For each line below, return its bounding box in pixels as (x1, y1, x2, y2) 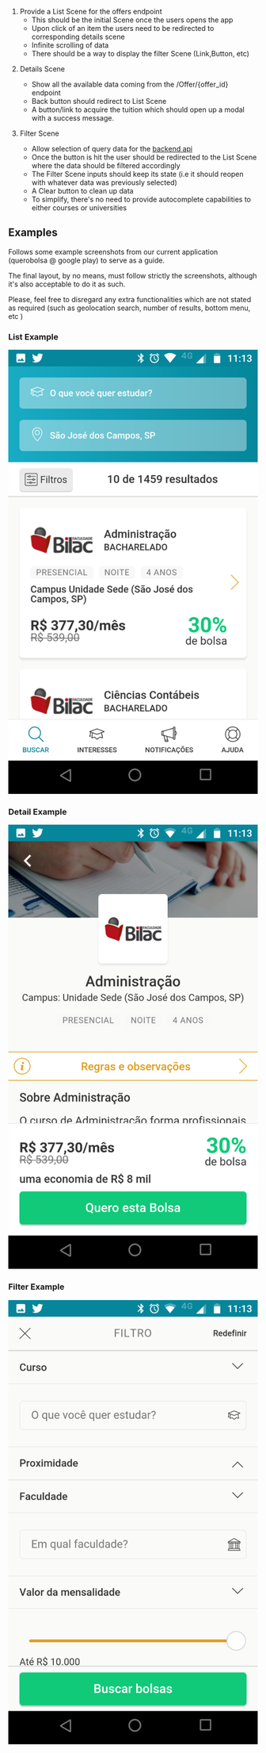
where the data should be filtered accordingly (31, 161, 180, 170)
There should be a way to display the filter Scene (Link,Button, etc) (31, 49, 249, 58)
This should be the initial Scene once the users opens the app (31, 15, 234, 25)
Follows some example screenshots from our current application (8, 247, 218, 256)
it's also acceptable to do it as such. (8, 279, 126, 289)
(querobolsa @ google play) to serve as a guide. (8, 255, 165, 265)
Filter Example (8, 1281, 65, 1292)
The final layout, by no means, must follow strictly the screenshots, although (8, 270, 257, 280)
